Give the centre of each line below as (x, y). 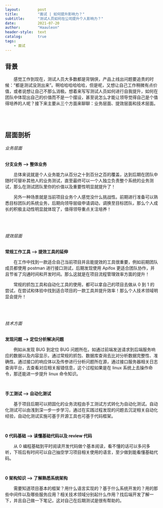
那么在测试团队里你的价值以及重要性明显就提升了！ (64, 187)
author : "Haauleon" (32, 28)
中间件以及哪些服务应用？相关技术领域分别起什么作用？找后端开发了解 (79, 494)
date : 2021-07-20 (32, 23)
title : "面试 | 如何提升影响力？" (45, 14)
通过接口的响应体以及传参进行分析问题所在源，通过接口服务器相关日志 (88, 362)
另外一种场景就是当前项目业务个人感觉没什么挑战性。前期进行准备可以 (84, 197)
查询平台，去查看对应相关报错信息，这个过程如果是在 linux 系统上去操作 (77, 368)
